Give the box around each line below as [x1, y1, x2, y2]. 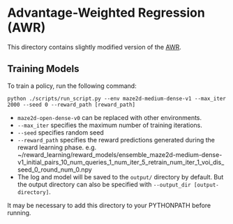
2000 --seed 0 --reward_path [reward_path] [7, 101, 136, 108]
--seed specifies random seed [17, 128, 105, 137]
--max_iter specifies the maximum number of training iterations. [17, 121, 202, 129]
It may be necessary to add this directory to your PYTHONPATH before [7, 201, 211, 209]
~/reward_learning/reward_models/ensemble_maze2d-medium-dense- [17, 150, 223, 158]
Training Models [7, 63, 80, 75]
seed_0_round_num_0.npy [17, 165, 92, 174]
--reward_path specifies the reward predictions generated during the [17, 135, 215, 144]
